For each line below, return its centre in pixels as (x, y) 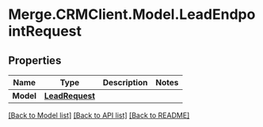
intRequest (45, 31)
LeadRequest (70, 96)
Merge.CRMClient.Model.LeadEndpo (132, 15)
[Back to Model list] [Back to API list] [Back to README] (99, 115)
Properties (35, 60)
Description (125, 82)
